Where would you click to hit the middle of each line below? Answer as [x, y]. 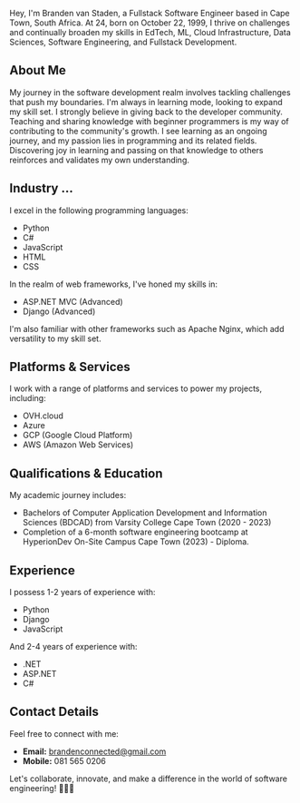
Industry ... [42, 188]
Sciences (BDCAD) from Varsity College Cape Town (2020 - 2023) [147, 523]
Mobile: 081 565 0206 [64, 760]
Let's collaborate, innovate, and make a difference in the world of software [149, 779]
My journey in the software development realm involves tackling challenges [150, 92]
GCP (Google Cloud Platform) [77, 436]
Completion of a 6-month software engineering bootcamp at [135, 532]
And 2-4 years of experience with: [73, 647]
